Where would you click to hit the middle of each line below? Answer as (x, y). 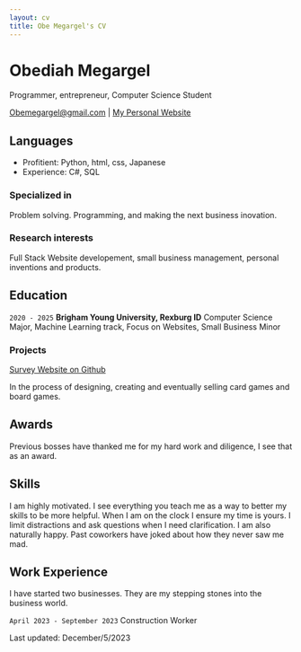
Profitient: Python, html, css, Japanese (94, 163)
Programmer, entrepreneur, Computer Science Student (111, 95)
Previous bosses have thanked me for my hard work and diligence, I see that (151, 446)
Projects (28, 349)
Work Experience (59, 572)
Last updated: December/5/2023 (70, 638)
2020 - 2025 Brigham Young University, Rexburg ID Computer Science (141, 317)
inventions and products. (55, 267)
